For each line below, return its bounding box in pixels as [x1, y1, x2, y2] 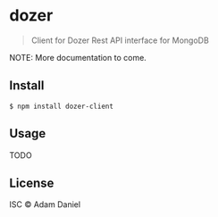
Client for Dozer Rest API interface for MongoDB [30, 35, 210, 46]
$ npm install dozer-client [9, 102, 114, 111]
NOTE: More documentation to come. [9, 52, 147, 63]
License [9, 175, 54, 190]
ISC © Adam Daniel [9, 199, 81, 210]
